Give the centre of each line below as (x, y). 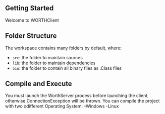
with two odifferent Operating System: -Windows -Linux (62, 106)
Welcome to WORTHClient (32, 20)
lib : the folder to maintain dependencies (54, 63)
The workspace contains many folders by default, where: (63, 48)
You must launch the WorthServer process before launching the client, (77, 96)
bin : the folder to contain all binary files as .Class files (67, 68)
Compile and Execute (39, 84)
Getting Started (29, 8)
